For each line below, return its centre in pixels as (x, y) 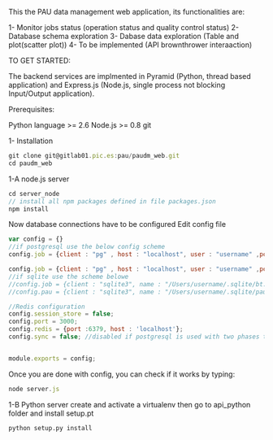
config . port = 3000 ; (43, 322)
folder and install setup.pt (51, 413)
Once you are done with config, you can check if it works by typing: (122, 374)
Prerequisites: (32, 109)
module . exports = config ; (52, 358)
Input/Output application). (52, 94)
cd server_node (34, 194)
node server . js (34, 389)
